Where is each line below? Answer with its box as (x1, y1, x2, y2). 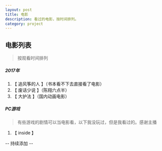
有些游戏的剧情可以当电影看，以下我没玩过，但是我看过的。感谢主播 (17, 119, 157, 125)
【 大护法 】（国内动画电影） (12, 93, 70, 100)
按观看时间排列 (17, 55, 48, 61)
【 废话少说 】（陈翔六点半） (12, 87, 70, 93)
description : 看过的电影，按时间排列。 (5, 16, 79, 21)
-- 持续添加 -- (5, 141, 33, 146)
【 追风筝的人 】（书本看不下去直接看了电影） (12, 81, 104, 87)
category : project (5, 21, 43, 26)
